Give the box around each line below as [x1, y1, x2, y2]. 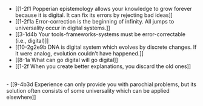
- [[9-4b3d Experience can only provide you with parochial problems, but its [6, 81, 197, 88]
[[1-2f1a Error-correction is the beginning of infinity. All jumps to [15, 18, 175, 25]
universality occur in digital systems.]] [15, 24, 110, 31]
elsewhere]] [6, 93, 36, 101]
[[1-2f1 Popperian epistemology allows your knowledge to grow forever [15, 5, 192, 12]
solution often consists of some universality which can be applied [6, 87, 170, 94]
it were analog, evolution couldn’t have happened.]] [15, 50, 144, 57]
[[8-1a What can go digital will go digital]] [15, 57, 118, 63]
